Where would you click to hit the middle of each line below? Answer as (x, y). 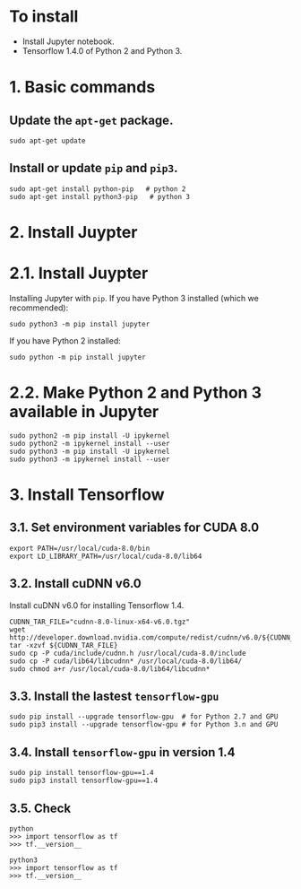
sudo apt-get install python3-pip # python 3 (100, 196)
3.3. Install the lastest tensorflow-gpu (114, 697)
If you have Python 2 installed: (65, 340)
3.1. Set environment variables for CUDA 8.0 (134, 528)
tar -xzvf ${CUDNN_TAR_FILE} (64, 645)
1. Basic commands (82, 87)
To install (44, 17)
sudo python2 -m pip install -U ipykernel (90, 436)
